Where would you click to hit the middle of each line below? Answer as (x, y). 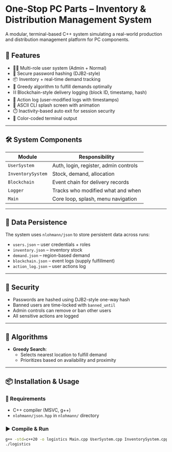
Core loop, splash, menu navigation (94, 199)
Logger (16, 190)
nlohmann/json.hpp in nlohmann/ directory (56, 415)
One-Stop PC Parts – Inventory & (76, 9)
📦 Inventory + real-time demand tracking (57, 79)
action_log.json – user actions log (49, 266)
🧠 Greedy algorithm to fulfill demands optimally (62, 86)
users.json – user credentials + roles (51, 244)
